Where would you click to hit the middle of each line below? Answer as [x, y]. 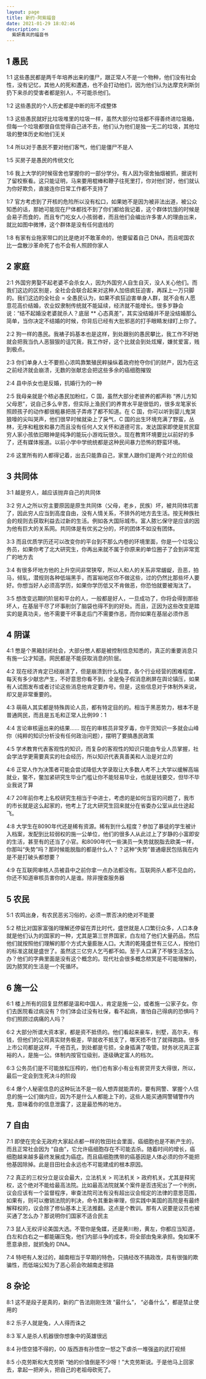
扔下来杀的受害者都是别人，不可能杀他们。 [60, 92]
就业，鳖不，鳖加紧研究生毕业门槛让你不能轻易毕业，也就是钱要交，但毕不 [100, 777]
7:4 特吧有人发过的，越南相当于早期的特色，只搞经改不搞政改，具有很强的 [100, 1257]
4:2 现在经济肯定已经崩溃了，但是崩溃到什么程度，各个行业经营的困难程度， [103, 671]
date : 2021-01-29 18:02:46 [41, 23]
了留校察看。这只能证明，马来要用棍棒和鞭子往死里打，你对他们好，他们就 [100, 181]
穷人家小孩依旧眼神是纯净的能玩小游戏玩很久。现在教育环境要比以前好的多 [100, 434]
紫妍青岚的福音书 [30, 35]
